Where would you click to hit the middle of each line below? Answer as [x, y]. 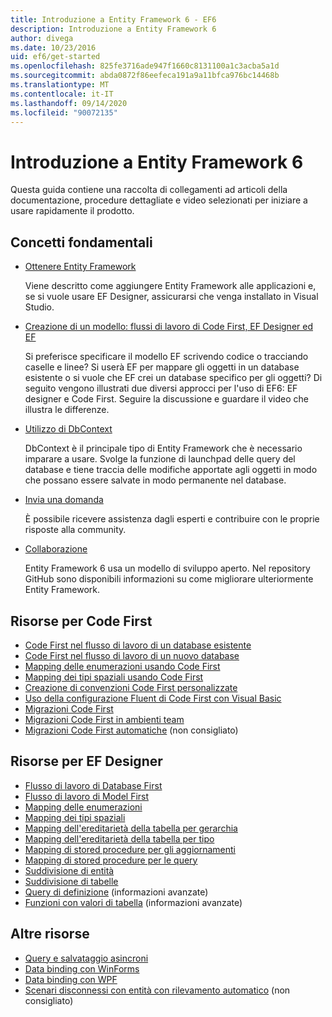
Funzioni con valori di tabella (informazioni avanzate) [133, 902]
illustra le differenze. [67, 410]
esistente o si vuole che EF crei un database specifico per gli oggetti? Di [173, 378]
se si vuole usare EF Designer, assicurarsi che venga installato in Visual [171, 297]
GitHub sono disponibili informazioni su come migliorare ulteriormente [169, 579]
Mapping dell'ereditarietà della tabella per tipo [119, 838]
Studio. [39, 307]
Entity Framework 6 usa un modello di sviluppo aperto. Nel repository [167, 568]
